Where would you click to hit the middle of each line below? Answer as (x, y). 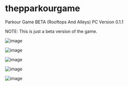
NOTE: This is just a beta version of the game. (51, 31)
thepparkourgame (43, 9)
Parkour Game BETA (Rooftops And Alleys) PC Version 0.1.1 (64, 22)
